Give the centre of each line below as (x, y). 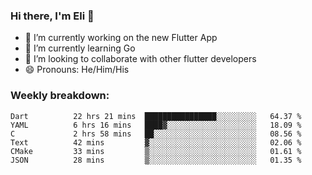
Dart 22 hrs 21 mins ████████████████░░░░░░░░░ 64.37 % (156, 116)
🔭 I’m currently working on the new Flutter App (121, 38)
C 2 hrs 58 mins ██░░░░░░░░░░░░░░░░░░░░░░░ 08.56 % (156, 134)
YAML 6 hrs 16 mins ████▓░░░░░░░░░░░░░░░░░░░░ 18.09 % (156, 125)
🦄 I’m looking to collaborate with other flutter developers (140, 59)
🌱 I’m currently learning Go (80, 48)
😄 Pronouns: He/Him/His (77, 70)
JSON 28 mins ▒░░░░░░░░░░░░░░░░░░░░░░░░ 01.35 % (156, 160)
